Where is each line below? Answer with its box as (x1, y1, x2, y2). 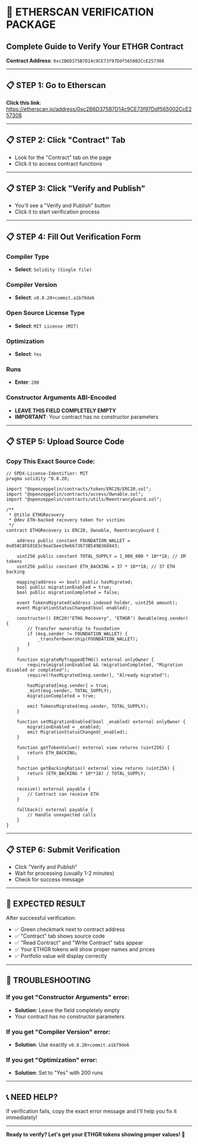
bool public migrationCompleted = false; (16, 589, 120, 596)
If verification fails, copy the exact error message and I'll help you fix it (6, 1108, 177, 1115)
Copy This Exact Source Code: (6, 457, 95, 465)
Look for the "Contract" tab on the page (14, 154, 112, 161)
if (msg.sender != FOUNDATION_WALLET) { (27, 631, 128, 637)
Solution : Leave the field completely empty (14, 1006, 120, 1013)
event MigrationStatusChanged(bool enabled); (16, 605, 131, 611)
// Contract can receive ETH (27, 792, 99, 798)
